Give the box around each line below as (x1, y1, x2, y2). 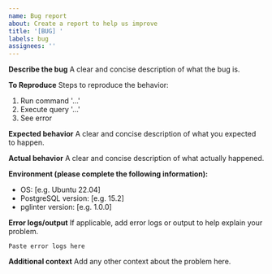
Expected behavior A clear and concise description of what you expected (8, 129, 257, 139)
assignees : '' (8, 42, 57, 50)
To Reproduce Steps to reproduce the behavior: (8, 80, 169, 90)
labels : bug (8, 34, 49, 43)
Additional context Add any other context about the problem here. (8, 257, 231, 267)
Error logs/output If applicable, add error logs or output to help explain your (8, 218, 263, 228)
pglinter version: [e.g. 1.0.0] (19, 202, 112, 212)
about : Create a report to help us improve (8, 20, 158, 28)
